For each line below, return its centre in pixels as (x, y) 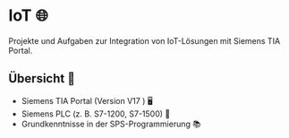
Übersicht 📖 (42, 78)
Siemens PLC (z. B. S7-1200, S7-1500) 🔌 (96, 114)
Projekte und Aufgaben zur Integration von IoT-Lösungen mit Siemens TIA (144, 40)
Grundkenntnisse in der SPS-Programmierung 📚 (111, 124)
